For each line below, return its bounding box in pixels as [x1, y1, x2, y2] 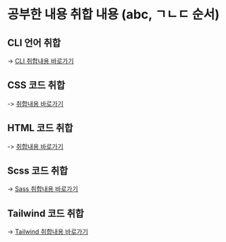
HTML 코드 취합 [7, 122, 73, 134]
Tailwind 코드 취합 [7, 207, 85, 219]
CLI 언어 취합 [7, 37, 61, 49]
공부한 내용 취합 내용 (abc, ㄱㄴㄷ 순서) [7, 6, 220, 23]
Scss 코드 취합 [7, 165, 69, 177]
